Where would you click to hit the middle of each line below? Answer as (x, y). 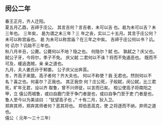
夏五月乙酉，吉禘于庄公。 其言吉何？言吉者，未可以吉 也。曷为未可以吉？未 (81, 27)
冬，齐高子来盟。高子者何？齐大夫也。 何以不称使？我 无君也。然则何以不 (78, 75)
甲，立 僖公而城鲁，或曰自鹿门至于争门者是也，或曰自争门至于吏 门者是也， (81, 94)
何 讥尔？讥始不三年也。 (29, 45)
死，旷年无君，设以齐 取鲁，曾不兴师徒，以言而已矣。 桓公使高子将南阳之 (78, 87)
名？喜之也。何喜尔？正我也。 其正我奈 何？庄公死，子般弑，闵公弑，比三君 (81, 82)
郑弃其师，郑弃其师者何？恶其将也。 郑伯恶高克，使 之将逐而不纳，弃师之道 (81, 106)
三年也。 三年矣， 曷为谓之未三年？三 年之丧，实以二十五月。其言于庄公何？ (81, 33)
